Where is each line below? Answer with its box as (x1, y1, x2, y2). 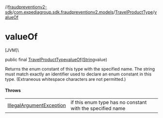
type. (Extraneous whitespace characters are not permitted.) (5, 76, 126, 82)
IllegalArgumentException (7, 102, 66, 109)
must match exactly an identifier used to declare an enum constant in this (5, 71, 152, 77)
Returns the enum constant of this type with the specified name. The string (5, 66, 155, 72)
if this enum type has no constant (70, 99, 147, 106)
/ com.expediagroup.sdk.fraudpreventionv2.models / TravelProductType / (12, 9, 155, 15)
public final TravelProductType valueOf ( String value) (5, 57, 108, 62)
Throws (5, 87, 21, 93)
